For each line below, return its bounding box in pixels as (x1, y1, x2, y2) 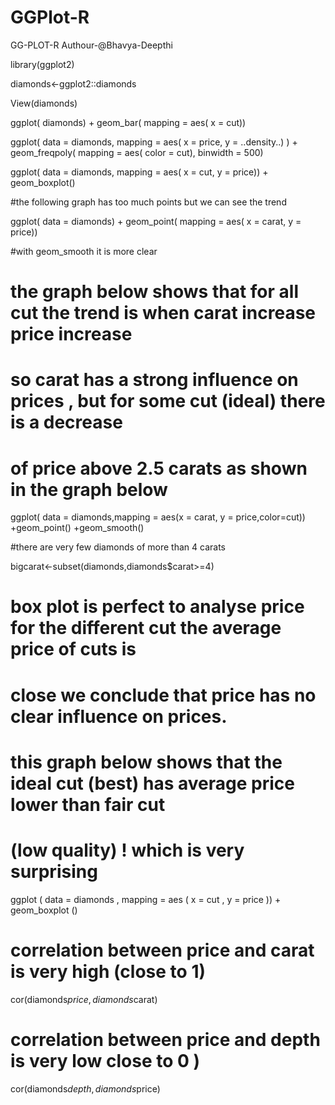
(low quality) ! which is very (10, 839, 245, 861)
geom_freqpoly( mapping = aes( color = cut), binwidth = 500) (10, 146, 264, 158)
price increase (10, 323, 133, 346)
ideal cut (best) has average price (10, 772, 295, 795)
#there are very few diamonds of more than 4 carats (10, 541, 226, 553)
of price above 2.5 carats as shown (10, 457, 308, 480)
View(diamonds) (10, 97, 78, 109)
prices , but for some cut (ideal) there (10, 390, 326, 413)
